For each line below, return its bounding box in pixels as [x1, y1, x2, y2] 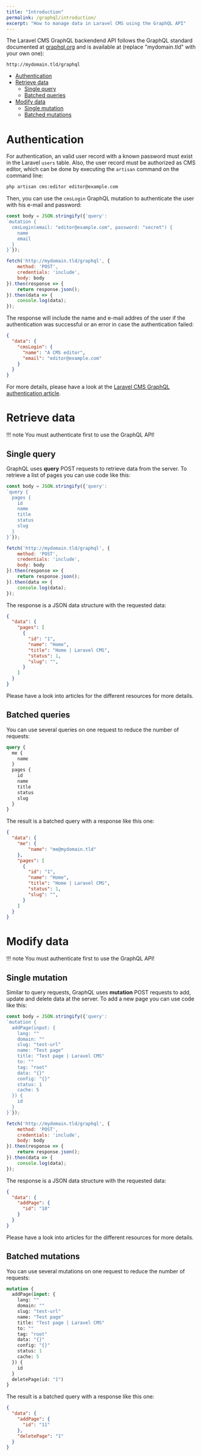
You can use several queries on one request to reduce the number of [6, 726, 179, 733]
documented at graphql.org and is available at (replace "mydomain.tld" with [6, 43, 196, 51]
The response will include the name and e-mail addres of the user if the [6, 314, 186, 322]
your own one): [6, 50, 44, 57]
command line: [6, 172, 44, 180]
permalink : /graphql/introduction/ [6, 15, 97, 21]
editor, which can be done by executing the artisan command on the [6, 166, 179, 173]
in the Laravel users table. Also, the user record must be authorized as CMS [6, 159, 196, 166]
